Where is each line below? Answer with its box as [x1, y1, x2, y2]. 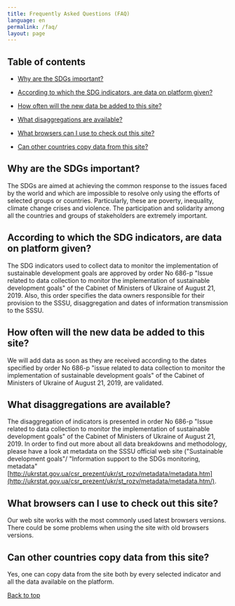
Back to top [7, 591, 41, 599]
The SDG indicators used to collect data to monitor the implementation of [7, 261, 219, 270]
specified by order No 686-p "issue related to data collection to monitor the [7, 363, 226, 372]
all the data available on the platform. [7, 577, 114, 586]
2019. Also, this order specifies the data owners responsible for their [7, 291, 205, 299]
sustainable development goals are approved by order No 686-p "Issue [7, 268, 213, 277]
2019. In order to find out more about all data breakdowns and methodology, [7, 440, 227, 448]
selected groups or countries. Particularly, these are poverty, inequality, [7, 196, 214, 204]
